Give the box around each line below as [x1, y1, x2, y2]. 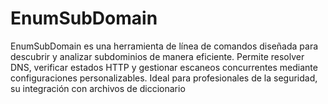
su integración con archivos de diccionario [10, 82, 186, 94]
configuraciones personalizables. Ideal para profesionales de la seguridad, [10, 72, 318, 84]
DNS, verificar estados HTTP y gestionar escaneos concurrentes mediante [10, 61, 318, 73]
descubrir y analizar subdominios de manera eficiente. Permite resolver [10, 50, 305, 62]
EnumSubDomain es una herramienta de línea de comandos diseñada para [10, 40, 319, 52]
